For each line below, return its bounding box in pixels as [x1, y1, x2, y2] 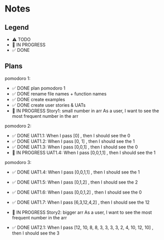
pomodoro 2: [5, 123, 32, 129]
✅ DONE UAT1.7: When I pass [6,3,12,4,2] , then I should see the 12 [12, 199, 150, 205]
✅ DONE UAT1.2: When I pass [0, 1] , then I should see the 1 [12, 138, 135, 144]
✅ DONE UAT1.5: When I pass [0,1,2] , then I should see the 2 [12, 179, 138, 185]
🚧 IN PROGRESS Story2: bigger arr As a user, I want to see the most [12, 209, 152, 215]
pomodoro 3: [5, 159, 32, 165]
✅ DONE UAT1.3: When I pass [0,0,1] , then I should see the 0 [12, 144, 138, 150]
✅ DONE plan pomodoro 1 [12, 85, 66, 91]
